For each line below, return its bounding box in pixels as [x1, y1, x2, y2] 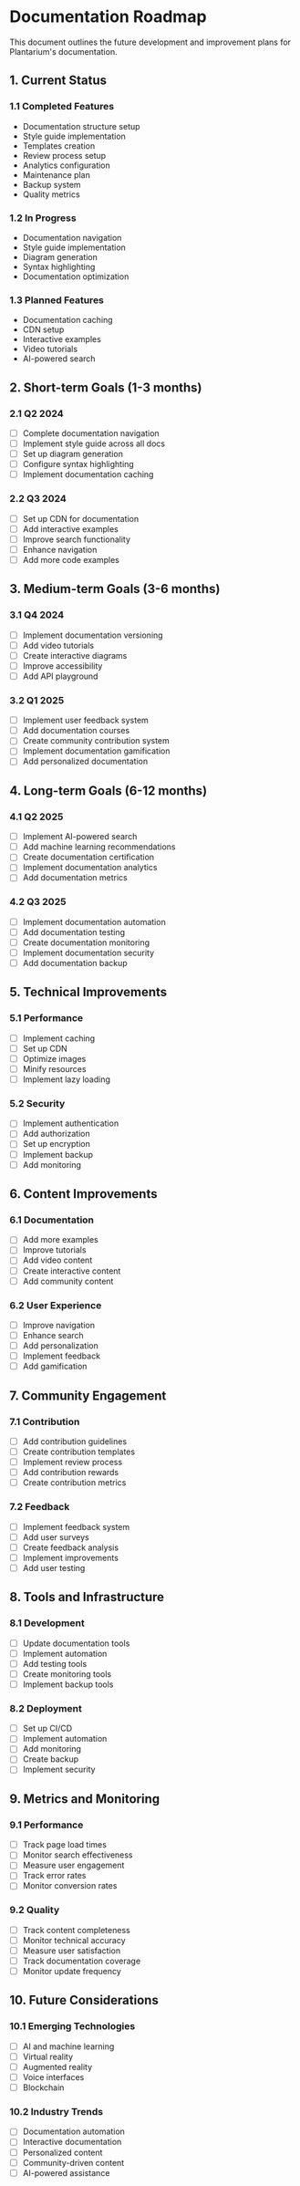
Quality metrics [22, 189, 80, 200]
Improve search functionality [22, 534, 130, 545]
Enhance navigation [22, 544, 98, 555]
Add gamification [22, 1361, 88, 1372]
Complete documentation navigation [22, 427, 160, 439]
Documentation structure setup [22, 120, 140, 131]
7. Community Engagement [9, 1388, 167, 1403]
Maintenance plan [22, 169, 91, 180]
